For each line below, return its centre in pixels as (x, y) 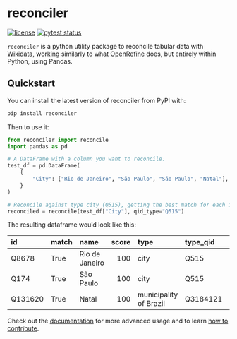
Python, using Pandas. (40, 61)
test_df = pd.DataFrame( (44, 166)
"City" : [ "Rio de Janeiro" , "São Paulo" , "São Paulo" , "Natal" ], (131, 179)
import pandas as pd (38, 146)
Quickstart (31, 84)
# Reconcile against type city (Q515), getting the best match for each (116, 205)
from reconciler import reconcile (58, 140)
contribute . (23, 328)
